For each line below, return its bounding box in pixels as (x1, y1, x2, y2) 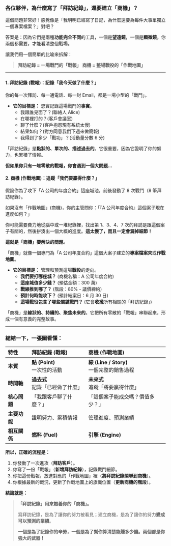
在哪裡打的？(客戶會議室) (20, 116, 73, 122)
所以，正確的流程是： (5, 449, 50, 455)
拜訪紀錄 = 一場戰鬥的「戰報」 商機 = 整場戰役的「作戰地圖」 (17, 62, 146, 68)
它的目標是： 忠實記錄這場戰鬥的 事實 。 (12, 103, 95, 109)
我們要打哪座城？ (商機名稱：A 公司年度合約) (20, 273, 115, 279)
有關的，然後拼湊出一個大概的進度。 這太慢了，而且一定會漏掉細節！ (9, 228, 153, 234)
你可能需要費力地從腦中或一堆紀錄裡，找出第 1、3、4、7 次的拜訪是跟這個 (5, 221, 161, 227)
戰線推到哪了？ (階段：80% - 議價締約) (20, 286, 102, 292)
